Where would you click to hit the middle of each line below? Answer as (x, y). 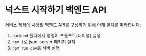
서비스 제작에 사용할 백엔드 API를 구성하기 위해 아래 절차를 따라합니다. (73, 25)
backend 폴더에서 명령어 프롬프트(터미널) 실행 (56, 35)
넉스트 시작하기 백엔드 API (56, 10)
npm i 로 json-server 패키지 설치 (44, 42)
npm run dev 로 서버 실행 (36, 48)
